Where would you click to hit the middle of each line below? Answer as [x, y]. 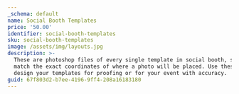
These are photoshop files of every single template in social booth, [121, 60]
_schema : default [33, 14]
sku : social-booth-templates [51, 40]
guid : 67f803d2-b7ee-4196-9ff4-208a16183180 [74, 80]
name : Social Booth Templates [52, 20]
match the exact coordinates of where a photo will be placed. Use [116, 66]
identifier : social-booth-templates [62, 34]
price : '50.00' [30, 27]
